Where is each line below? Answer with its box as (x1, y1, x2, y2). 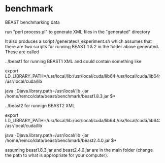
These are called (5, 49, 39, 55)
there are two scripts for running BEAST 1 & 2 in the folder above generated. (5, 43, 159, 49)
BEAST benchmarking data (5, 19, 60, 25)
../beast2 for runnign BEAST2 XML (5, 102, 75, 108)
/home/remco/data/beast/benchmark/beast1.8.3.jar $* (5, 93, 116, 99)
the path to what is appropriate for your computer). (5, 152, 108, 158)
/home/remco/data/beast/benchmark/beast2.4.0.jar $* (5, 137, 117, 143)
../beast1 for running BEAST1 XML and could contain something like (5, 58, 142, 64)
